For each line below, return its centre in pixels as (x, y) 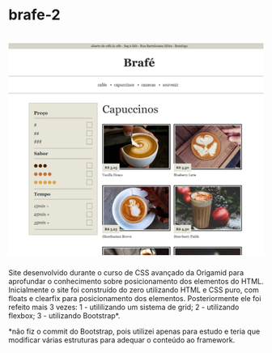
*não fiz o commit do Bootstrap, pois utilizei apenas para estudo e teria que (134, 331)
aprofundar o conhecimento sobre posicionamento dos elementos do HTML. (136, 281)
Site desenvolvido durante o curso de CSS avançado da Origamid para (126, 272)
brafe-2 (34, 15)
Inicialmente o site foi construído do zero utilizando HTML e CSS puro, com (134, 290)
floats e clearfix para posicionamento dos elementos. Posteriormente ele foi (135, 298)
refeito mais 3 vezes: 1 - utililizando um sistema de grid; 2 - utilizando (124, 307)
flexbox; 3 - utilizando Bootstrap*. (64, 315)
